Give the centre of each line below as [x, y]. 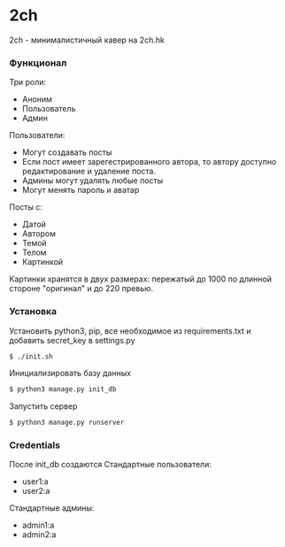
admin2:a [39, 535]
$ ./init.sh [31, 356]
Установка [33, 312]
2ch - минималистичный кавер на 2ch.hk [87, 40]
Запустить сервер [43, 406]
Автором [39, 234]
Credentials [35, 445]
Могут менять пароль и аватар [81, 190]
